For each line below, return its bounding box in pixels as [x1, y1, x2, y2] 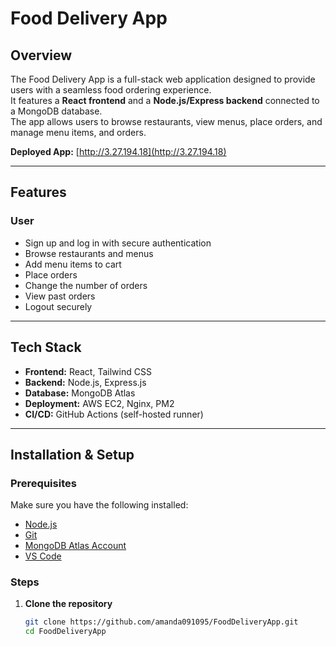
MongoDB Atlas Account [24, 540, 127, 552]
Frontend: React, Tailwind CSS [24, 365, 152, 377]
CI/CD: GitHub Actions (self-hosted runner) [24, 408, 204, 420]
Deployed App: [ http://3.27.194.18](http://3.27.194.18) [10, 146, 227, 157]
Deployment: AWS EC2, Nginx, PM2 [24, 397, 175, 409]
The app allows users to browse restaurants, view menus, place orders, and [10, 116, 323, 127]
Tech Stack [10, 339, 82, 356]
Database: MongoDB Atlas [24, 387, 136, 399]
